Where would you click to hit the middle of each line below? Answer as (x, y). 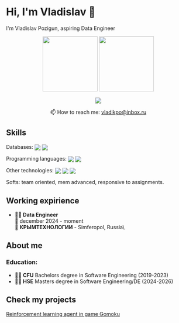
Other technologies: (30, 171)
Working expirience (43, 201)
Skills (16, 133)
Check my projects (41, 300)
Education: (22, 262)
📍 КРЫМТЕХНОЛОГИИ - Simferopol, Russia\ (69, 227)
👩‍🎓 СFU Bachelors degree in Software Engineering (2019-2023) (91, 275)
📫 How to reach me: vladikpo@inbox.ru (98, 112)
